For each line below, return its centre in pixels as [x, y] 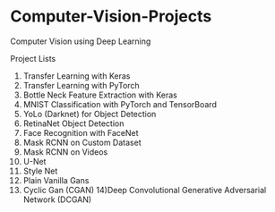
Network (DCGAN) [57, 199]
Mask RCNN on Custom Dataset [82, 142]
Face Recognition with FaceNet [81, 132]
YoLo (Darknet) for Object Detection [90, 114]
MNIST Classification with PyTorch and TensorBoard [120, 104]
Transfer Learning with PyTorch [81, 85]
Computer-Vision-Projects [111, 17]
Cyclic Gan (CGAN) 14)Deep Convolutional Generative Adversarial [145, 190]
